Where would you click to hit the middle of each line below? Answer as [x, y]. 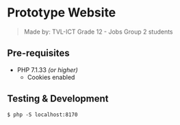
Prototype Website [62, 13]
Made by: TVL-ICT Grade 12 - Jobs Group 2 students [98, 32]
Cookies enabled [51, 77]
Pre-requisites [38, 53]
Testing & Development [58, 99]
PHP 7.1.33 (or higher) [48, 69]
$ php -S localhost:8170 [42, 115]
